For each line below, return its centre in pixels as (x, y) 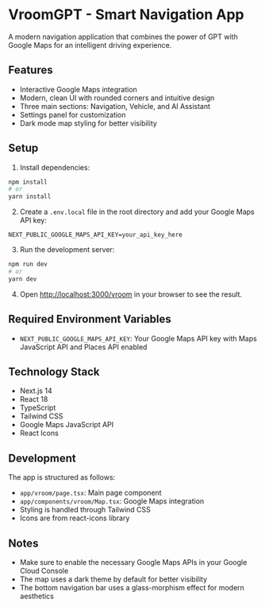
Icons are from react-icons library (75, 518)
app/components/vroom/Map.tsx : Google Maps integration (112, 501)
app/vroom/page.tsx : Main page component (90, 493)
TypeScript (38, 408)
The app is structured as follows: (62, 477)
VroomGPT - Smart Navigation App (126, 15)
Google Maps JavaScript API (67, 425)
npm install (28, 182)
